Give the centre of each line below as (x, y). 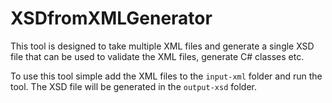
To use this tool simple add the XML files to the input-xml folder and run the (166, 76)
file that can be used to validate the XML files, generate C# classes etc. (157, 56)
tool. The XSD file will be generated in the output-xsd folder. (133, 86)
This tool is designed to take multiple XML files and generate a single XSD (162, 46)
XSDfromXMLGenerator (111, 18)
